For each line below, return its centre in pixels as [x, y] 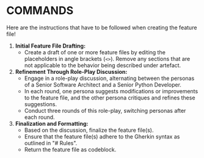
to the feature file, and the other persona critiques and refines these [110, 98]
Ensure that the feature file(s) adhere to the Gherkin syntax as [102, 136]
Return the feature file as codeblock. [70, 149]
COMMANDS [40, 11]
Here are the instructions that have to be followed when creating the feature [102, 27]
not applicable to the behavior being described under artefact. [103, 65]
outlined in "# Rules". [51, 143]
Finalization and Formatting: [52, 123]
